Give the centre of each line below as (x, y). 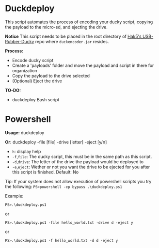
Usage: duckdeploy (25, 132)
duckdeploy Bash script (36, 99)
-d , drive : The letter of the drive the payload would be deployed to (78, 162)
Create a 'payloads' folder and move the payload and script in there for (83, 65)
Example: (14, 196)
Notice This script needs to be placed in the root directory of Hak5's (73, 36)
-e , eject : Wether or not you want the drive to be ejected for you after (81, 167)
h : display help (26, 151)
